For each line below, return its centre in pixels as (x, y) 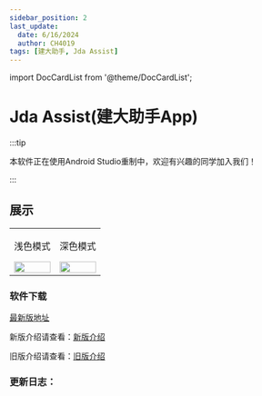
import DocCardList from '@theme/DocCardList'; (101, 77)
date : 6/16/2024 (48, 35)
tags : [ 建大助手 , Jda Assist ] (64, 52)
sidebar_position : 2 (49, 18)
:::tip (18, 143)
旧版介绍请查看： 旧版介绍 (57, 356)
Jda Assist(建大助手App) (104, 117)
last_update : (34, 26)
